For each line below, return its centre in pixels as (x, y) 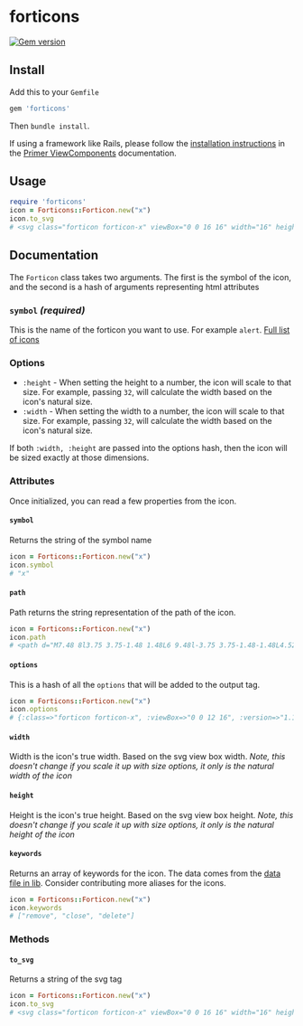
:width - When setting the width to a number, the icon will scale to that (153, 411)
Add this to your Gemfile (54, 91)
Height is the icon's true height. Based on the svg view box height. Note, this (151, 814)
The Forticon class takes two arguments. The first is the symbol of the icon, (150, 277)
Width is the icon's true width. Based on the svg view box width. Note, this (147, 757)
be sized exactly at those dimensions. (79, 457)
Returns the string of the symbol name (81, 540)
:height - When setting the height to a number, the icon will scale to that (156, 382)
